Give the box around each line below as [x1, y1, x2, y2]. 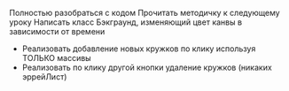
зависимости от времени [9, 27, 105, 36]
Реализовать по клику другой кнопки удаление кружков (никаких [21, 62, 272, 72]
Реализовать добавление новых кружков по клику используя [21, 43, 256, 54]
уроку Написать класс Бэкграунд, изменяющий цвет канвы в [9, 17, 242, 27]
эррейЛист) [21, 72, 67, 82]
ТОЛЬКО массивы [21, 53, 91, 63]
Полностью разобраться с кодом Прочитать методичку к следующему [9, 8, 281, 18]
